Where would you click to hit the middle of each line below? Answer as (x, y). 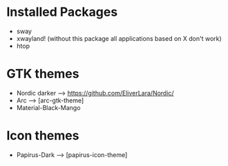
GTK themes (43, 74)
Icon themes (43, 136)
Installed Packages (62, 12)
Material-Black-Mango (48, 107)
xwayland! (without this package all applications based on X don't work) (119, 38)
